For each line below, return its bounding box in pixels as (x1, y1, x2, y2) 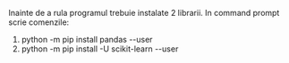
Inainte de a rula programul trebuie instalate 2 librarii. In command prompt (8, 8, 280, 18)
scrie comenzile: (8, 17, 70, 28)
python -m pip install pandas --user (21, 35, 153, 44)
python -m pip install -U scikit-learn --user (21, 43, 179, 54)
